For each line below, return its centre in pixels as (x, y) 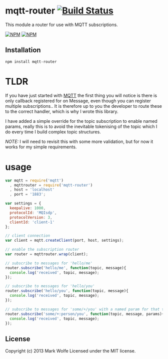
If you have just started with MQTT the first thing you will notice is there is (81, 95)
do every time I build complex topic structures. (53, 132)
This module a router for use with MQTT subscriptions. (62, 25)
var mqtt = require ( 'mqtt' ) (34, 181)
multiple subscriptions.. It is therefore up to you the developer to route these (84, 106)
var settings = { (23, 204)
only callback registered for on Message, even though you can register (78, 101)
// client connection (28, 236)
